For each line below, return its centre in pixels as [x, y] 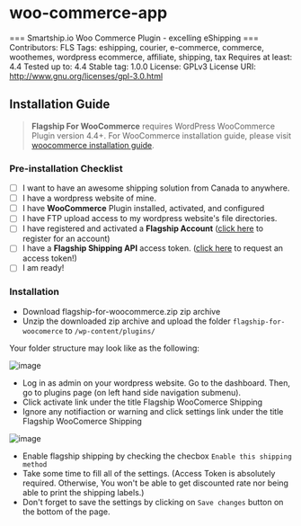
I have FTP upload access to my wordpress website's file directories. [150, 218]
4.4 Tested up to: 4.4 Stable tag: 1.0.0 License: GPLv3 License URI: [133, 67]
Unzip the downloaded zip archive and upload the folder [126, 321]
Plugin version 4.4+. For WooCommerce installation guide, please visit [161, 135]
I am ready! [43, 268]
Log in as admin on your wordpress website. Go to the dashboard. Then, [156, 383]
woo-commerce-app [89, 13]
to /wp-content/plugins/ [110, 330]
